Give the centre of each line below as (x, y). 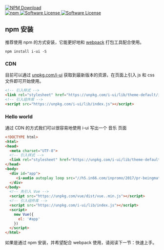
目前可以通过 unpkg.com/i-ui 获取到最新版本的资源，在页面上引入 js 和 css (80, 75)
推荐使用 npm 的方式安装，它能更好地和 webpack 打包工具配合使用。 (75, 42)
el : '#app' (29, 219)
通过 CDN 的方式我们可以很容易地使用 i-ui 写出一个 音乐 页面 (66, 128)
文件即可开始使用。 (24, 81)
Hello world (19, 116)
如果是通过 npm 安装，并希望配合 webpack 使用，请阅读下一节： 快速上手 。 (81, 243)
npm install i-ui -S (26, 51)
